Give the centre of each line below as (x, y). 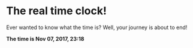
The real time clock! (56, 11)
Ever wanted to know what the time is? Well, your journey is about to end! (97, 27)
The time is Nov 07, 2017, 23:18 (45, 39)
